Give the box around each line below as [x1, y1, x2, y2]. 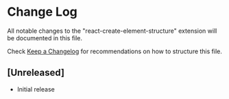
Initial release [16, 85, 55, 93]
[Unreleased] [7, 67, 65, 79]
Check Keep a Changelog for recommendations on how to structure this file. [7, 47, 223, 55]
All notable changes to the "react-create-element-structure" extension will [7, 27, 217, 35]
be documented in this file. [7, 33, 83, 42]
